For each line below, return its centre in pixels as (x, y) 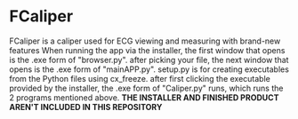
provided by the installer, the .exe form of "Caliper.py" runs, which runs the (146, 88)
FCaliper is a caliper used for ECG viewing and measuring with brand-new (145, 41)
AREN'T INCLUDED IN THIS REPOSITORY (86, 107)
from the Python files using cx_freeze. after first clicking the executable (140, 78)
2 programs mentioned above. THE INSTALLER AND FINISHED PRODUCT (144, 97)
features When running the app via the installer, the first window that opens (147, 50)
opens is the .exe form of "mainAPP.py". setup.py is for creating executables (149, 69)
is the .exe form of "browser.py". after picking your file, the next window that (149, 59)
